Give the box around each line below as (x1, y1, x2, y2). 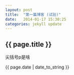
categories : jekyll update (5, 21, 62, 27)
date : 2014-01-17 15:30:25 (5, 17, 66, 22)
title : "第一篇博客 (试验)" (5, 12, 61, 17)
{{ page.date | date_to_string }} (5, 64, 69, 70)
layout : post (5, 7, 33, 13)
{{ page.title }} (5, 40, 52, 48)
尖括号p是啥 (5, 54, 30, 60)
